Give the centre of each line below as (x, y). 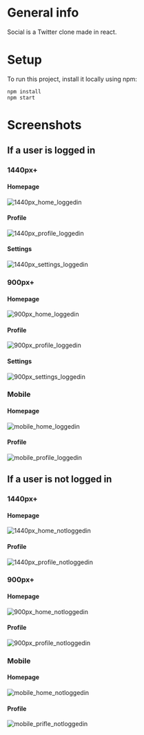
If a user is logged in (51, 150)
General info (43, 13)
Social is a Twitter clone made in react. (62, 32)
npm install (24, 91)
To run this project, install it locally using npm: (72, 79)
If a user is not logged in (60, 480)
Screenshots (44, 125)
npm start (21, 97)
